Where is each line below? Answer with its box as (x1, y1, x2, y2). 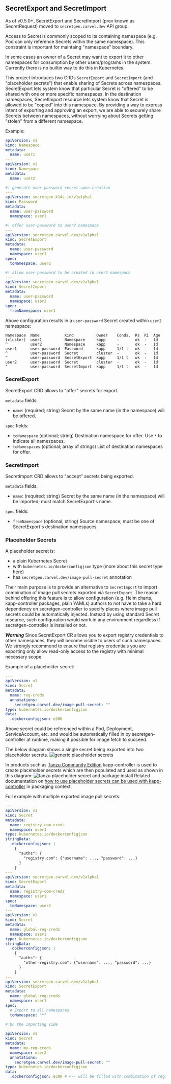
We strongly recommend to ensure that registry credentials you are (5, 643, 146, 649)
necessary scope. (5, 654, 43, 660)
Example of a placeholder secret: (5, 664, 75, 670)
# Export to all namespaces (10, 1007, 70, 1013)
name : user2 (10, 176, 36, 181)
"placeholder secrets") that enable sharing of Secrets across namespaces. (5, 80, 162, 86)
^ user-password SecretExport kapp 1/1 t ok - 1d (5, 355, 158, 360)
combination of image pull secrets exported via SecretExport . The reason (5, 590, 159, 596)
